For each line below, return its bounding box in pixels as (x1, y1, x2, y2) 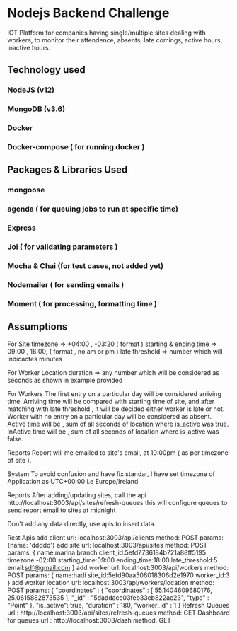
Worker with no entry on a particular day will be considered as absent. (7, 412, 212, 420)
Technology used (7, 64, 86, 76)
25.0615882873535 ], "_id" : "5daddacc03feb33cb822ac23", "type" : (7, 593, 210, 602)
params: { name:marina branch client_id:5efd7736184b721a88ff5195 (7, 548, 207, 557)
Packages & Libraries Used (7, 164, 128, 176)
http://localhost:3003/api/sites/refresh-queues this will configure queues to (7, 498, 228, 506)
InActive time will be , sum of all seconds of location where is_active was (7, 427, 219, 436)
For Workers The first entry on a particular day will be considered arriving (7, 389, 221, 398)
